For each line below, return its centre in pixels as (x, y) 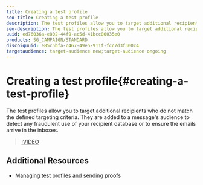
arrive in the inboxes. (32, 130)
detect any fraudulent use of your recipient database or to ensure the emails (101, 123)
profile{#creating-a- (137, 81)
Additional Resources (47, 161)
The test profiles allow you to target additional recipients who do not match (100, 111)
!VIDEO (30, 141)
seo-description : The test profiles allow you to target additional (94, 29)
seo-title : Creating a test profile (52, 18)
